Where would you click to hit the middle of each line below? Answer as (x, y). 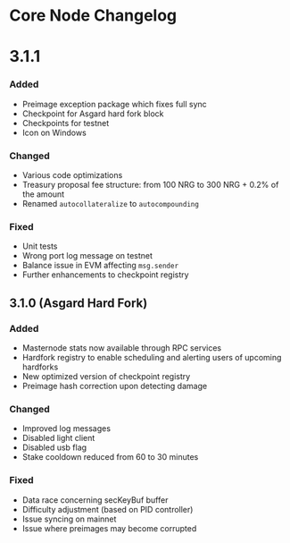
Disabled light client (58, 438)
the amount (43, 194)
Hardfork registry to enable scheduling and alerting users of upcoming (152, 357)
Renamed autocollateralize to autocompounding (110, 203)
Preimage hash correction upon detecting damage (115, 386)
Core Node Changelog (93, 16)
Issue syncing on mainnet (69, 519)
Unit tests (40, 246)
